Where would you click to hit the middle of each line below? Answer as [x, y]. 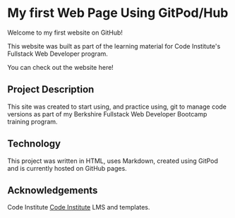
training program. [32, 121]
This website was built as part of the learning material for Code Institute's [114, 46]
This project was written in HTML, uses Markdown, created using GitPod [113, 161]
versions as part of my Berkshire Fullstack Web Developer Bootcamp [107, 114]
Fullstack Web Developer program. [58, 54]
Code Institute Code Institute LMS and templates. [79, 207]
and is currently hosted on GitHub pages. [67, 168]
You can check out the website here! [61, 67]
